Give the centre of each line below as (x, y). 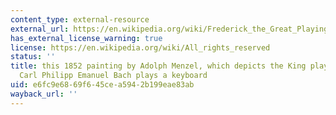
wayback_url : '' (44, 94)
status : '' (33, 57)
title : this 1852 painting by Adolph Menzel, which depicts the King (158, 66)
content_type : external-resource (80, 19)
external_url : (40, 29)
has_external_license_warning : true (86, 38)
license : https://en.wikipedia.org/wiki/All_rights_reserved (140, 47)
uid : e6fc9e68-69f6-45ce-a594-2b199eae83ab (102, 85)
